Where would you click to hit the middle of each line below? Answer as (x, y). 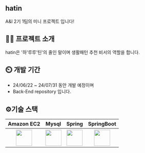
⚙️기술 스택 (22, 109)
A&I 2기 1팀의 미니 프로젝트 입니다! (40, 21)
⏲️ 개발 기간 (23, 70)
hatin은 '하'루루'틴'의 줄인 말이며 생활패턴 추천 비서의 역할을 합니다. (72, 52)
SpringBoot (102, 124)
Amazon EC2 (24, 124)
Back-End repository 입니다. (42, 92)
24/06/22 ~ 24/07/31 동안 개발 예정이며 (53, 85)
